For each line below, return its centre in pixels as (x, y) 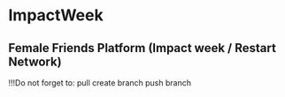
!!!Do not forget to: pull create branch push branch (100, 83)
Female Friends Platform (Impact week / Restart (142, 48)
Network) (35, 61)
